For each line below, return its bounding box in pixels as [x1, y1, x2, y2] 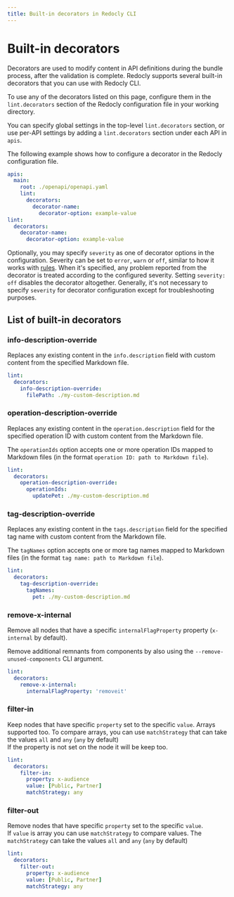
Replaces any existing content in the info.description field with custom [7, 351, 216, 359]
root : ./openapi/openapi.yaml [20, 183, 109, 191]
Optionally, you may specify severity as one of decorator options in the [7, 249, 214, 257]
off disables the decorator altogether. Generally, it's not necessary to [7, 278, 209, 287]
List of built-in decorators [7, 314, 122, 325]
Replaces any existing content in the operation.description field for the [7, 424, 215, 432]
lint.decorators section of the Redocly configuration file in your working [7, 100, 219, 108]
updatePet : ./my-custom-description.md [32, 493, 150, 500]
